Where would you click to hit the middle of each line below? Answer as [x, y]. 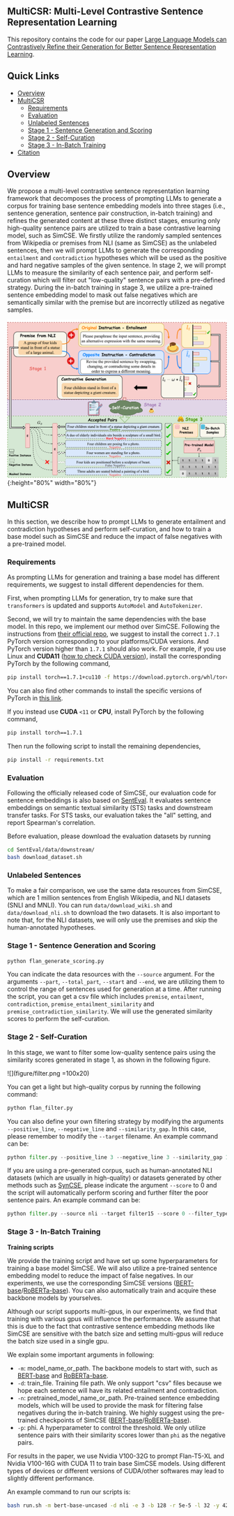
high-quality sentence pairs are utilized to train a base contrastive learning [114, 228]
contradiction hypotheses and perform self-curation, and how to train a [109, 529]
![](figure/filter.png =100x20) [48, 1073]
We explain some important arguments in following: [81, 1355]
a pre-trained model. [37, 544]
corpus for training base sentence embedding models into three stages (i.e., [116, 206]
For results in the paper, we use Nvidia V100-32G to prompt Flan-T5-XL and [116, 1456]
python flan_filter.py [40, 1108]
